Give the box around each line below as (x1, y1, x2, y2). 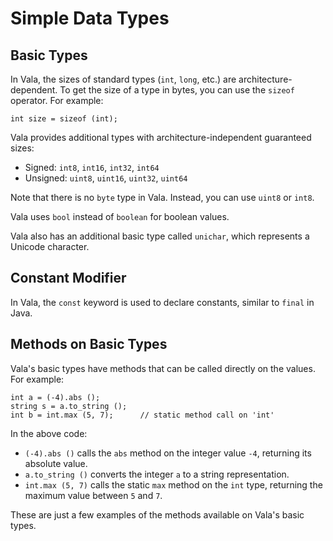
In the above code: (10, 427, 88, 439)
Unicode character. (10, 241, 90, 252)
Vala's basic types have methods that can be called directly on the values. (10, 362, 316, 374)
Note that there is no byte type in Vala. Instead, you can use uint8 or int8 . (10, 192, 315, 203)
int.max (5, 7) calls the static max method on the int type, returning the (24, 478, 323, 491)
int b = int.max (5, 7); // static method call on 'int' (10, 410, 275, 420)
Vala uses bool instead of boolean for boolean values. (10, 211, 230, 222)
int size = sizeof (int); (10, 114, 118, 124)
